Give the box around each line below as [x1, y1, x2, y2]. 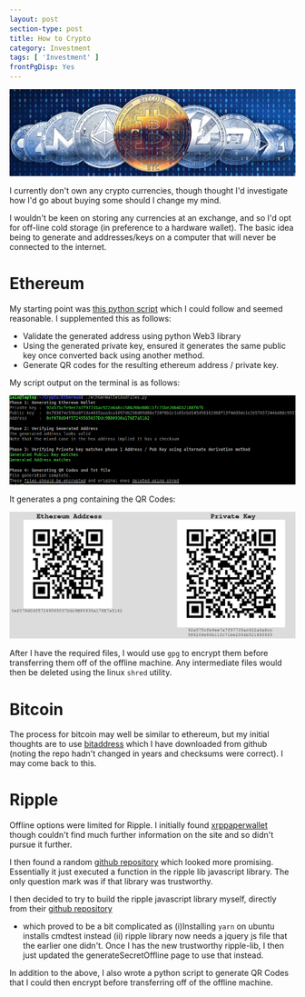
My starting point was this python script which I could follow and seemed [9, 303, 283, 314]
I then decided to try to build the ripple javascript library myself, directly [9, 893, 277, 904]
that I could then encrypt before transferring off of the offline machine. [9, 977, 274, 988]
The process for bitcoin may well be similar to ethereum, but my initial [9, 729, 270, 740]
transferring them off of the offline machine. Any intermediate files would [9, 657, 283, 668]
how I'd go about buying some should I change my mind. [9, 194, 222, 205]
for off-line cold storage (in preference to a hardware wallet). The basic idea [9, 222, 294, 233]
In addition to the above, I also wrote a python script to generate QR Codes [9, 968, 289, 979]
